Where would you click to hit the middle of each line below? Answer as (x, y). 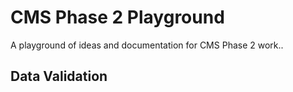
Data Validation (59, 76)
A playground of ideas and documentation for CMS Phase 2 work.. (147, 45)
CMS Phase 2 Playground (117, 17)
